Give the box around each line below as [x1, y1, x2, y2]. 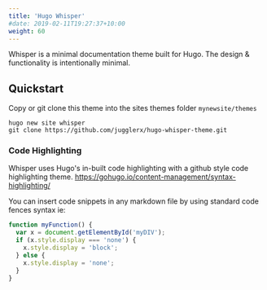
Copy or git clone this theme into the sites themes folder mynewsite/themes [8, 103, 257, 113]
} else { [15, 251, 46, 259]
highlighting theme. [8, 172, 73, 182]
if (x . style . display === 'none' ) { [15, 236, 137, 244]
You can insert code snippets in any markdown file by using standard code [8, 196, 259, 206]
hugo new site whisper [8, 119, 85, 127]
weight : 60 [8, 27, 46, 35]
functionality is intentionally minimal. [8, 58, 130, 68]
